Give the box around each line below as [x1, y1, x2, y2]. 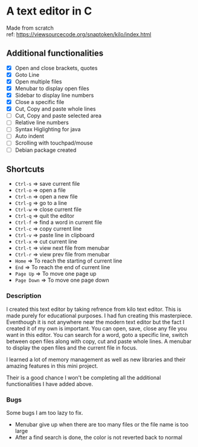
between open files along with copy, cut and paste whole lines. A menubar [6, 338, 192, 345]
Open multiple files [14, 77, 62, 85]
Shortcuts [6, 164, 45, 174]
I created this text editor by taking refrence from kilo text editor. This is [6, 305, 182, 313]
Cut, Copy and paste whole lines [14, 105, 96, 113]
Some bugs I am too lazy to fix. [6, 409, 83, 416]
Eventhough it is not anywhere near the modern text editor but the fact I [6, 318, 185, 325]
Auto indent [14, 132, 44, 140]
